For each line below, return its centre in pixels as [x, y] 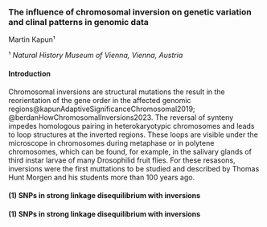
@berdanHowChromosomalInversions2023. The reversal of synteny [121, 117]
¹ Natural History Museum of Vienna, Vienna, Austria [96, 56]
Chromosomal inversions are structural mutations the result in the [117, 92]
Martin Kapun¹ [32, 39]
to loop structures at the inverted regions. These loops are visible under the [133, 134]
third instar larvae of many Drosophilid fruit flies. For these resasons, [122, 160]
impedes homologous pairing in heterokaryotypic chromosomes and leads [131, 126]
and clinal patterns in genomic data [78, 22]
